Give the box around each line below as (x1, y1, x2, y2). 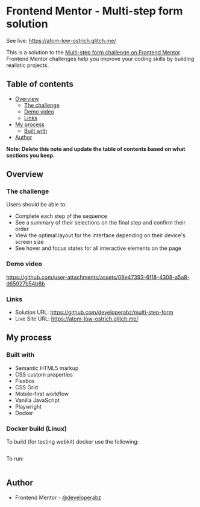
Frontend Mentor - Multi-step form (6, 4, 183, 18)
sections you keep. (6, 151, 55, 159)
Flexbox (14, 377, 35, 384)
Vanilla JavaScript (14, 397, 60, 404)
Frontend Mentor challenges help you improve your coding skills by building (6, 55, 195, 62)
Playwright (14, 403, 42, 410)
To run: (6, 455, 24, 462)
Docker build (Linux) (6, 424, 67, 433)
